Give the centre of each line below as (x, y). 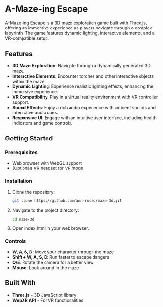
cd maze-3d (23, 219)
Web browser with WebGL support (47, 163)
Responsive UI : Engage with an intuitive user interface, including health (84, 118)
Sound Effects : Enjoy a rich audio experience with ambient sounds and (84, 107)
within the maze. (29, 81)
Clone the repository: (34, 192)
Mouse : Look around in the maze (46, 267)
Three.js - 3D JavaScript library (44, 295)
